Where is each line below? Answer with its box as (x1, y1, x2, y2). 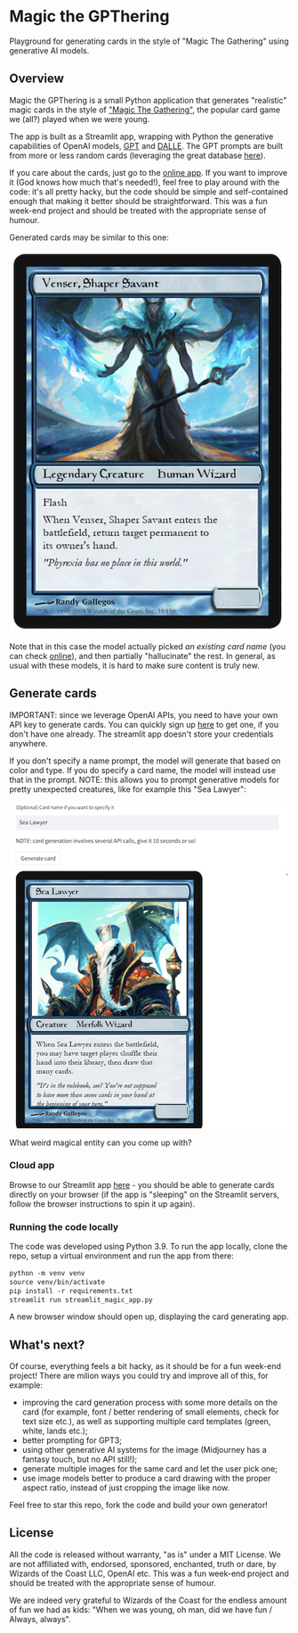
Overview (9, 71, 65, 87)
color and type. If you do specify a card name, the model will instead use (9, 764, 277, 775)
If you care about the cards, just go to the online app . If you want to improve (9, 167, 287, 177)
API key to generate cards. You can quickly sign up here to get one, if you (9, 719, 278, 730)
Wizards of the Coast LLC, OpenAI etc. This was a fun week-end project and (9, 1568, 289, 1579)
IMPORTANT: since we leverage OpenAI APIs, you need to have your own (9, 709, 278, 720)
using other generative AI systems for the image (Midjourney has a (21, 1444, 267, 1455)
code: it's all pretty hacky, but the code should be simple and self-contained (9, 186, 289, 197)
